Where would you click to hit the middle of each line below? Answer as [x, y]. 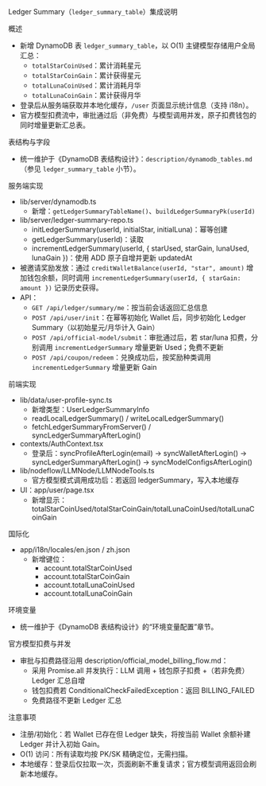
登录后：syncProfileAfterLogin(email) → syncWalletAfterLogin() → [139, 453]
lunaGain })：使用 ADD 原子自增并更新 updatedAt [112, 258]
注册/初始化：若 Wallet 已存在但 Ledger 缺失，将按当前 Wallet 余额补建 [135, 734]
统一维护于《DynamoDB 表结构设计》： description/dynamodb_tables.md [136, 159]
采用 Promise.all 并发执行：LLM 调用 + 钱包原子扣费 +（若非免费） [140, 670]
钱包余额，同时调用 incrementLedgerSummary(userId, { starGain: [134, 278]
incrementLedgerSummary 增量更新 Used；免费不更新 [139, 347]
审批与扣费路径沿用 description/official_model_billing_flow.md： [124, 660]
